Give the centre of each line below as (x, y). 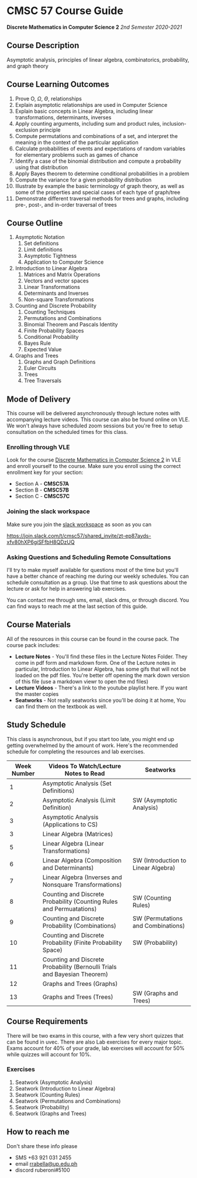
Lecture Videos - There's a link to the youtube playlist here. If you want (101, 688)
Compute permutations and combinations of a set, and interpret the (96, 136)
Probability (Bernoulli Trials (80, 967)
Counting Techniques (49, 312)
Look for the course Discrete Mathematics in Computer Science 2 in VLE (94, 460)
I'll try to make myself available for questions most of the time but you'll (93, 570)
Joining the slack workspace (48, 511)
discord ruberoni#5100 (42, 1170)
